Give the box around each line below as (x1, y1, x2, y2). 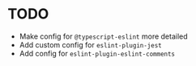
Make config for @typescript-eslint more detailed (19, 31, 188, 41)
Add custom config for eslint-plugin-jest (19, 39, 163, 49)
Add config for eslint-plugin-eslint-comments (19, 48, 176, 58)
